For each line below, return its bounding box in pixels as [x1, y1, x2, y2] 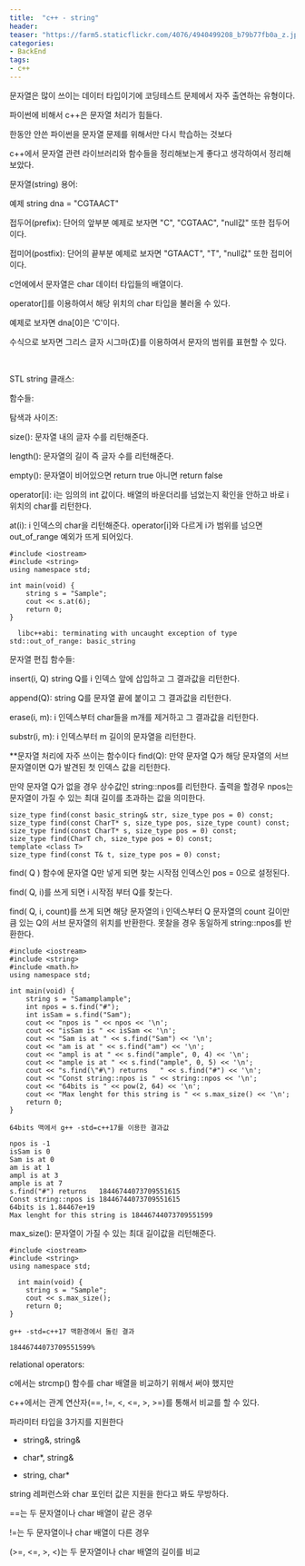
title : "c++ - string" [9, 13, 100, 23]
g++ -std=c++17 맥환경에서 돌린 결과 [9, 1327, 135, 1336]
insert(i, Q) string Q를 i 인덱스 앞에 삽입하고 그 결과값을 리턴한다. [9, 673, 241, 684]
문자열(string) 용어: [9, 178, 79, 189]
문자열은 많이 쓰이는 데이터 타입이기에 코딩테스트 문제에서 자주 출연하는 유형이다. [9, 90, 296, 101]
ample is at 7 [9, 1178, 64, 1188]
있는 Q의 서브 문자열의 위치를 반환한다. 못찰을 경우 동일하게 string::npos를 [18, 917, 283, 927]
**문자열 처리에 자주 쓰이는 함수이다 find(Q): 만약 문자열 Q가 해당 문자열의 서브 [9, 750, 289, 761]
